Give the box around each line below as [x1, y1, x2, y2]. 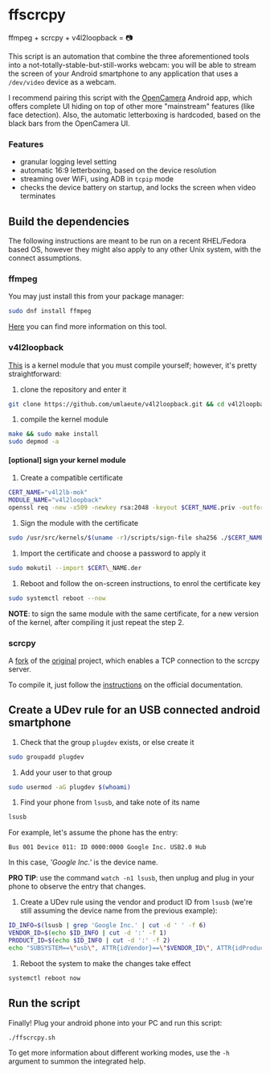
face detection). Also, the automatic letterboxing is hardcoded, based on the [8, 110, 261, 119]
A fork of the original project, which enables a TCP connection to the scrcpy [8, 656, 260, 665]
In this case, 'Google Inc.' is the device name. [8, 857, 158, 868]
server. [8, 664, 32, 674]
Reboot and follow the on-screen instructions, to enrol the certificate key [19, 578, 261, 588]
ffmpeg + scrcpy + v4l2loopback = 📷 [8, 32, 133, 42]
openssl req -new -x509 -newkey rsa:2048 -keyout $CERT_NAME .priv [8, 504, 235, 512]
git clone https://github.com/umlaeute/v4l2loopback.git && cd [8, 400, 225, 408]
